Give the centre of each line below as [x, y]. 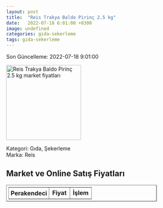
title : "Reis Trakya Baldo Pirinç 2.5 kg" [61, 17]
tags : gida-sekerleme [33, 40]
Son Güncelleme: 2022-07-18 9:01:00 [53, 57]
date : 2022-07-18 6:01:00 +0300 [49, 23]
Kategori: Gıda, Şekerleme [39, 148]
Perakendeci [29, 193]
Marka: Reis [21, 155]
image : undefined [28, 28]
